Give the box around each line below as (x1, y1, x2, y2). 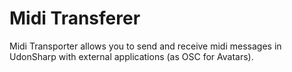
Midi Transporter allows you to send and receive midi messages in (9, 40, 282, 52)
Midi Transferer (9, 7, 141, 30)
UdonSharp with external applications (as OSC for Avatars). (9, 50, 254, 62)
